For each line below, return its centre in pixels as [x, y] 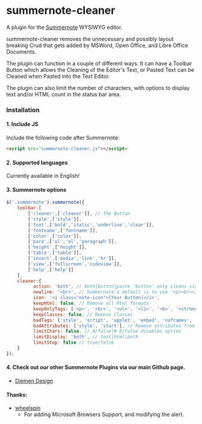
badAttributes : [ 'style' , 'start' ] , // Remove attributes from [114, 326]
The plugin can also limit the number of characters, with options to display [98, 87]
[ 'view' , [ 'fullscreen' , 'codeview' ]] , [75, 264]
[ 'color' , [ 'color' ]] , [55, 236]
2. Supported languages [37, 162]
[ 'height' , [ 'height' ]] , [57, 247]
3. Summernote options [36, 189]
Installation [23, 110]
